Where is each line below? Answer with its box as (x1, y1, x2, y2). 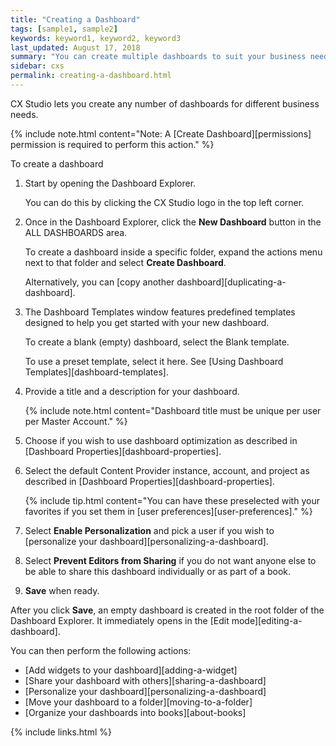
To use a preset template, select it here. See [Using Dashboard (24, 355, 284, 367)
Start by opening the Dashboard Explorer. (24, 177, 197, 189)
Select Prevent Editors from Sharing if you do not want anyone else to (24, 554, 317, 566)
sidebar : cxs (10, 61, 65, 71)
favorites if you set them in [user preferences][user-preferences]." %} (24, 505, 313, 517)
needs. (10, 108, 39, 120)
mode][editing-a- (231, 614, 303, 626)
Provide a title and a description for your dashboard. (24, 385, 240, 397)
